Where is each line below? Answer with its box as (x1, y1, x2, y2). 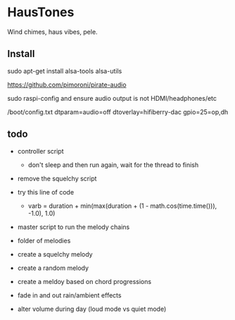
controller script (17, 147, 64, 155)
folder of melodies (17, 236, 71, 245)
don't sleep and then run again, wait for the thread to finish (27, 160, 199, 169)
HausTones (7, 4, 75, 20)
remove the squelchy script (17, 174, 97, 183)
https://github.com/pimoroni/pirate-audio (7, 80, 127, 89)
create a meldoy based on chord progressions (17, 277, 152, 285)
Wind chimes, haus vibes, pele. (7, 27, 98, 36)
